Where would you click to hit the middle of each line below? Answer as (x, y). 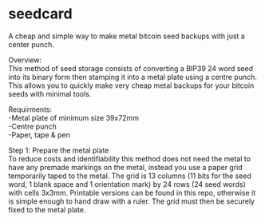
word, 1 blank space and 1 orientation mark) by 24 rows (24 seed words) (127, 184)
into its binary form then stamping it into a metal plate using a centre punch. (133, 77)
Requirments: (30, 109)
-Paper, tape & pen (39, 135)
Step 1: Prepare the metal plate (59, 150)
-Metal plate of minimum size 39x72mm (74, 117)
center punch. (31, 44)
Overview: (25, 60)
